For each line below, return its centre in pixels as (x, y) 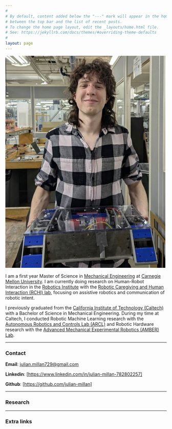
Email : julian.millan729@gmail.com (42, 364)
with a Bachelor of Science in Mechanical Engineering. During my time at (82, 313)
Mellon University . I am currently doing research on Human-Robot (75, 281)
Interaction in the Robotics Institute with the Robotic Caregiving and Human (84, 287)
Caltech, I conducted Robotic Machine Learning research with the (75, 319)
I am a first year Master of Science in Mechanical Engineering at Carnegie (83, 276)
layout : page (19, 44)
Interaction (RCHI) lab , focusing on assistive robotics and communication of (85, 292)
